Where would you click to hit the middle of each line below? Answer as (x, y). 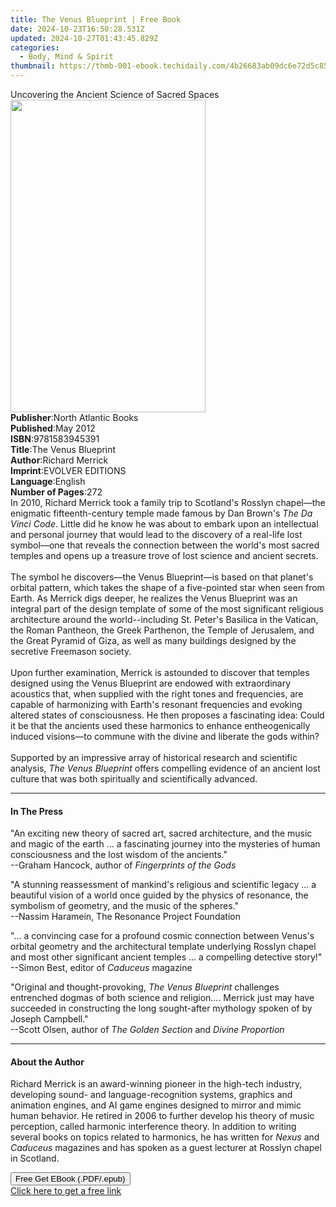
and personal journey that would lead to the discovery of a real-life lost (156, 534)
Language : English (48, 481)
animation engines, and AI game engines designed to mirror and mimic (156, 1105)
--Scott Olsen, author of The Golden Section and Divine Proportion (147, 1030)
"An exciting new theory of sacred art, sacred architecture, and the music (161, 833)
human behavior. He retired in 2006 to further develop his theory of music (162, 1116)
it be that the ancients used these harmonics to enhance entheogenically (160, 725)
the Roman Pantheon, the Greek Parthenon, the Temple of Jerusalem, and (162, 630)
